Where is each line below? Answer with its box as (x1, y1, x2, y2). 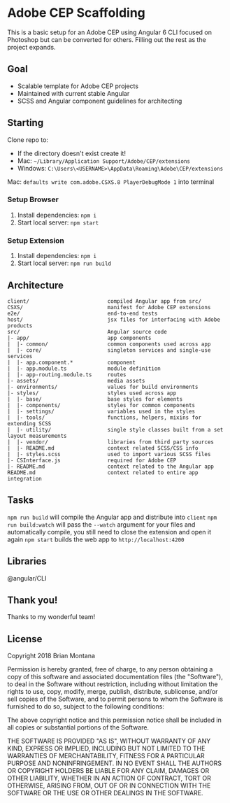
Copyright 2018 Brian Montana (7, 652, 96, 660)
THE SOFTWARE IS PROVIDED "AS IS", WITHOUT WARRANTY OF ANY (7, 737, 211, 746)
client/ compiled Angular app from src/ (7, 297, 201, 305)
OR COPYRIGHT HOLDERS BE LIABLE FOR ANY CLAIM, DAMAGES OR (7, 767, 210, 775)
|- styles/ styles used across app (7, 390, 177, 397)
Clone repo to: (7, 135, 49, 144)
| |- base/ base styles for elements (7, 395, 183, 403)
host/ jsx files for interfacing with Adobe (7, 316, 220, 323)
